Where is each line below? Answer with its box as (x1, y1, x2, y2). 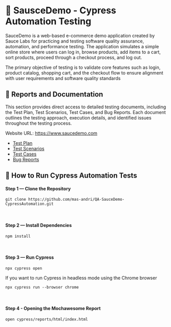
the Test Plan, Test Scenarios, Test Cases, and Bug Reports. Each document (5, 109, 166, 115)
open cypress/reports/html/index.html (5, 317, 88, 322)
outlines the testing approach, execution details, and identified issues (5, 114, 152, 121)
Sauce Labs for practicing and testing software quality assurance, (5, 38, 144, 44)
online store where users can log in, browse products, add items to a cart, (5, 49, 161, 55)
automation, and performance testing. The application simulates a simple (5, 43, 159, 49)
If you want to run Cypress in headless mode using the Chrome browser (5, 275, 157, 281)
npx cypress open (5, 265, 42, 271)
